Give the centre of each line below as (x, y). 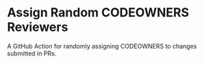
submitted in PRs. (32, 53)
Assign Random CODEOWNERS (98, 13)
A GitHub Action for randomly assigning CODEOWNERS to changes (102, 46)
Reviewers (38, 27)
